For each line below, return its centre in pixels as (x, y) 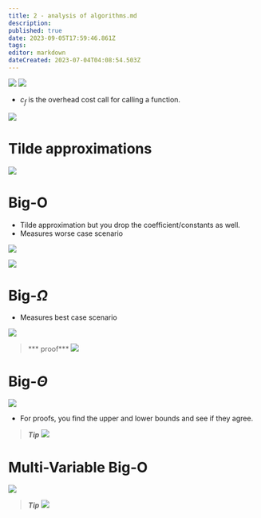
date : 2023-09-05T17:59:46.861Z (62, 38)
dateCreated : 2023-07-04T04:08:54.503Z (75, 61)
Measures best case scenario (68, 317)
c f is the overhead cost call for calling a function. (100, 100)
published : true (35, 30)
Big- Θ (28, 381)
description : (30, 23)
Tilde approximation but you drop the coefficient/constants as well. (130, 225)
